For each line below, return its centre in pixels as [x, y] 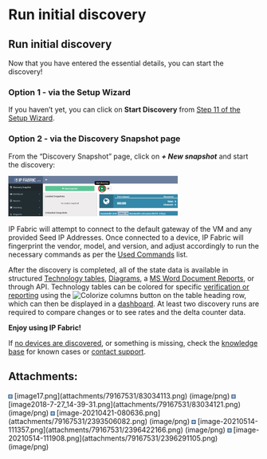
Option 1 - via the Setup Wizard [70, 92]
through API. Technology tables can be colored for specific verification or [129, 286]
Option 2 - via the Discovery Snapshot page [94, 139]
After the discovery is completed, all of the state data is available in [118, 269]
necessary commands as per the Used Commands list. [98, 254]
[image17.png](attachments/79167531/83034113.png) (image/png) [122, 395]
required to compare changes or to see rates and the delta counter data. [127, 312]
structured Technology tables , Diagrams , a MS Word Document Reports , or [132, 278]
